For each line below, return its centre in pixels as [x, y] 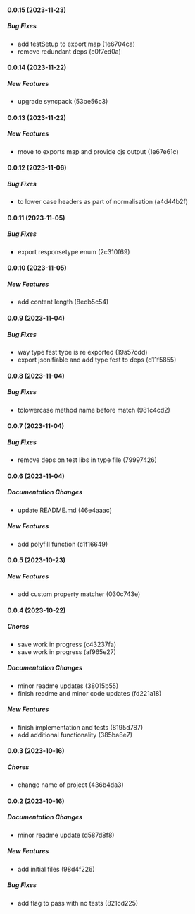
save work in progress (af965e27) [67, 652]
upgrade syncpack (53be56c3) [63, 102]
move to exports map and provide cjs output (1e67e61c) [98, 151]
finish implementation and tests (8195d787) [80, 727]
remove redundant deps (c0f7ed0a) [69, 51]
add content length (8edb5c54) [63, 302]
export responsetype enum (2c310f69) [74, 251]
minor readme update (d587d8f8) [66, 835]
